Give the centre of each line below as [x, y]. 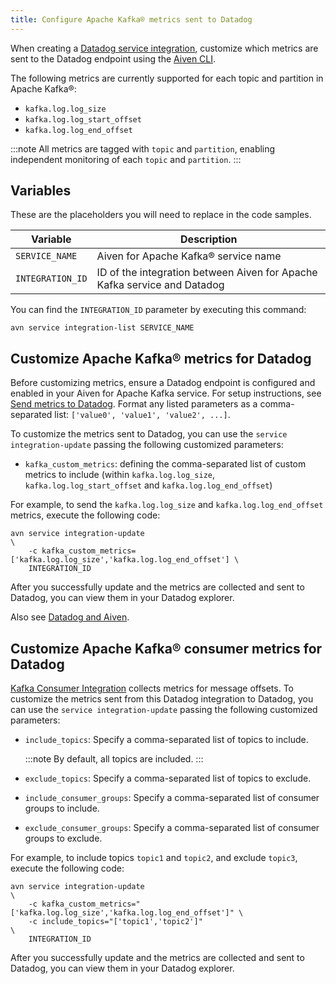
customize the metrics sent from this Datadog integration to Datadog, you [162, 699]
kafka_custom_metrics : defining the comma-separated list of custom [165, 464]
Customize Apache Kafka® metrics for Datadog [161, 358]
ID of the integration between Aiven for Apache [207, 273]
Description [209, 239]
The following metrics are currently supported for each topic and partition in [167, 78]
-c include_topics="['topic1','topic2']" [115, 922]
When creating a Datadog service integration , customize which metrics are [164, 48]
